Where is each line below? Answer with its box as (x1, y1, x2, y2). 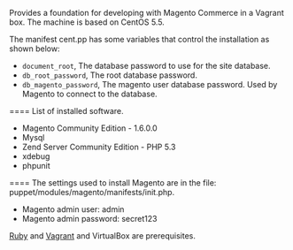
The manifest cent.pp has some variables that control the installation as (9, 34, 270, 44)
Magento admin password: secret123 (21, 214, 158, 223)
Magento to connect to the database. (21, 88, 158, 99)
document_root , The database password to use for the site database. (21, 61, 272, 71)
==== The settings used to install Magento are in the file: (9, 178, 217, 188)
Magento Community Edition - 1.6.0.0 (21, 123, 158, 133)
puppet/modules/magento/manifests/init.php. (9, 187, 175, 197)
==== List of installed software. (9, 106, 124, 116)
